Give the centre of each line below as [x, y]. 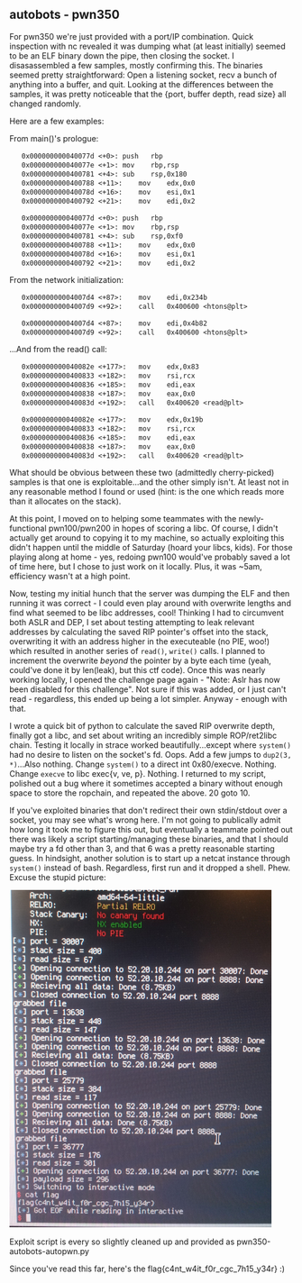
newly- [251, 518]
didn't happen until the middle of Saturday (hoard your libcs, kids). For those [151, 547]
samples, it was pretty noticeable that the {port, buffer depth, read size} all [148, 94]
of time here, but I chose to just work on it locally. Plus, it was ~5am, [136, 566]
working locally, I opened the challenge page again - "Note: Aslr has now [145, 679]
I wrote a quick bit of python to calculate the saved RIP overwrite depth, [142, 725]
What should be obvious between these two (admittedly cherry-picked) [142, 472]
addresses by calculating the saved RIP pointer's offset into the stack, [139, 632]
